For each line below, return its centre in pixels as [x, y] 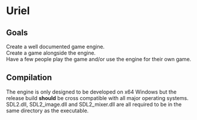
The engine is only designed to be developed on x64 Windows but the [91, 92]
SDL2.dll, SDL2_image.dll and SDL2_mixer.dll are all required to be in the [94, 104]
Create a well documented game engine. [55, 46]
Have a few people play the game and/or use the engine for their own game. [99, 59]
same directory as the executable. [47, 111]
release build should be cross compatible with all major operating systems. [97, 98]
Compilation [29, 78]
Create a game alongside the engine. [51, 53]
